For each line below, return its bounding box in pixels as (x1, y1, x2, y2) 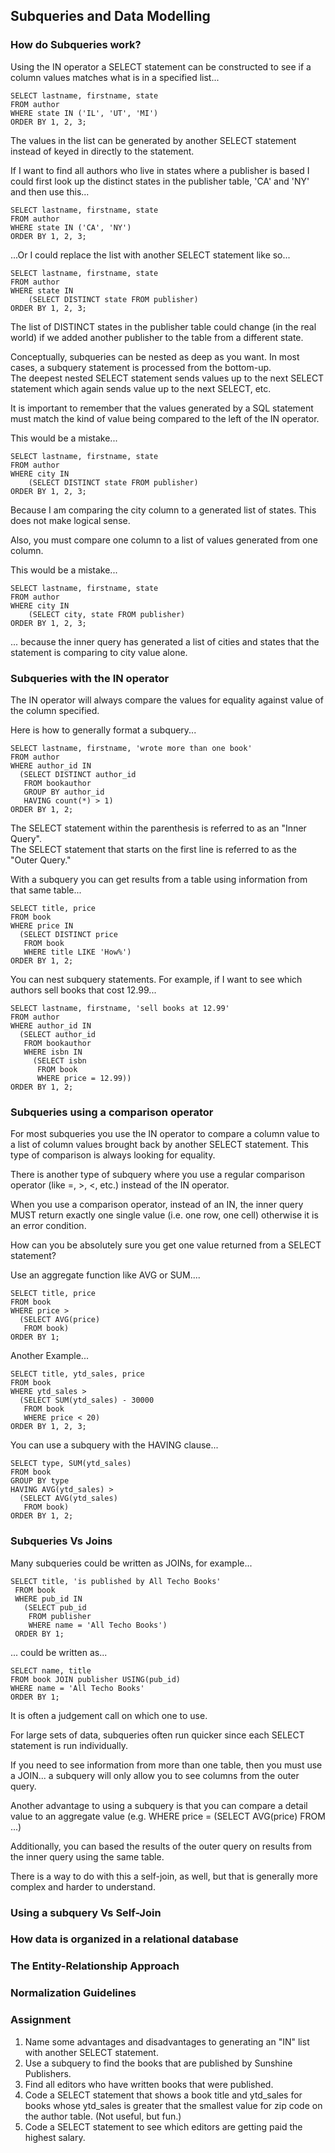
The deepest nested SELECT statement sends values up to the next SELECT (10, 372, 325, 384)
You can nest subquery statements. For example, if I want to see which (10, 973, 303, 985)
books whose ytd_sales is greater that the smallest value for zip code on (24, 2099, 323, 2111)
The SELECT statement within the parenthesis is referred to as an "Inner (10, 822, 307, 834)
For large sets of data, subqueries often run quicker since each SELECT (10, 1729, 305, 1741)
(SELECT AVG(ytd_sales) (19, 1494, 118, 1504)
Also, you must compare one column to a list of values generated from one (10, 534, 318, 546)
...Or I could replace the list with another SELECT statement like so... (10, 249, 291, 261)
